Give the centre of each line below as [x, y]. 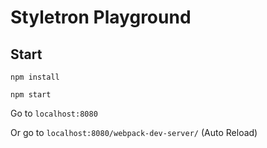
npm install [35, 77]
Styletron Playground [101, 17]
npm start [31, 95]
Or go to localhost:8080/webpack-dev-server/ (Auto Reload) [134, 132]
